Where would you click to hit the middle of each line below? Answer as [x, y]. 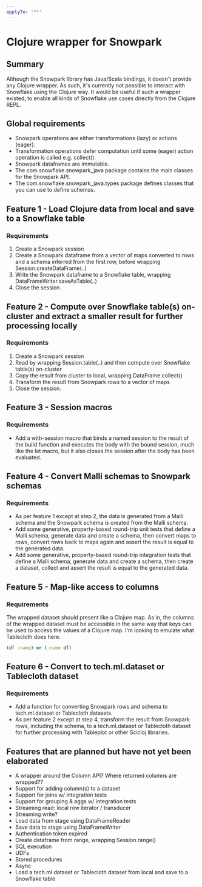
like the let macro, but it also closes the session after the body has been [105, 451]
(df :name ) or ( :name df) [39, 648]
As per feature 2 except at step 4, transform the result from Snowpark [102, 720]
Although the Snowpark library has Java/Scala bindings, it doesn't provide [99, 79]
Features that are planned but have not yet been [99, 751]
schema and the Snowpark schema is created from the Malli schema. [102, 523]
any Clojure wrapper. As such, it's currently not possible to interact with [96, 85]
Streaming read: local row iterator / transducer [73, 808]
